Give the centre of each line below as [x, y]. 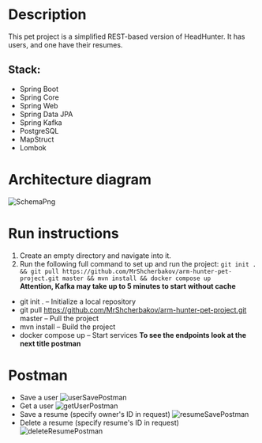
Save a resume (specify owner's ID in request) [95, 414]
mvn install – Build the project [67, 327]
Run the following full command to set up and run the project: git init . [138, 263]
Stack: [24, 70]
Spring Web [39, 105]
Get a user [36, 406]
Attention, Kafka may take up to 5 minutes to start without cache [128, 286]
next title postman [50, 343]
